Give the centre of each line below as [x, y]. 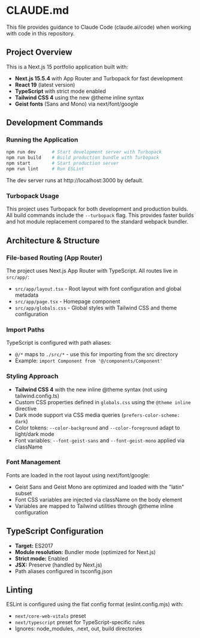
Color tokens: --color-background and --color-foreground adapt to [97, 428]
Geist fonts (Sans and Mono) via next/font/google [77, 104]
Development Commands [55, 123]
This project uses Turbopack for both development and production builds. [97, 209]
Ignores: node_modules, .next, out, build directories [78, 629]
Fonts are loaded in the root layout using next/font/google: [78, 475]
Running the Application [42, 140]
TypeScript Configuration [55, 531]
